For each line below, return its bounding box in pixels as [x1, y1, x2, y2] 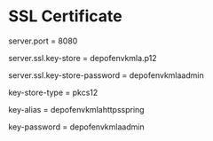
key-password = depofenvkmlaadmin [8, 121, 145, 132]
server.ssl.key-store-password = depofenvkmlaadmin [8, 69, 205, 81]
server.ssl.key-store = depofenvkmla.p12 [8, 52, 157, 63]
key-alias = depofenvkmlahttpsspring [8, 104, 145, 114]
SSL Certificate [8, 6, 122, 27]
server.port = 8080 [8, 35, 78, 46]
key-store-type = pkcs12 [8, 87, 99, 98]
